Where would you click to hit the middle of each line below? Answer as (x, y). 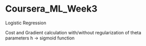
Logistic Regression (26, 23)
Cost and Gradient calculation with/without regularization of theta (73, 32)
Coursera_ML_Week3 (51, 9)
